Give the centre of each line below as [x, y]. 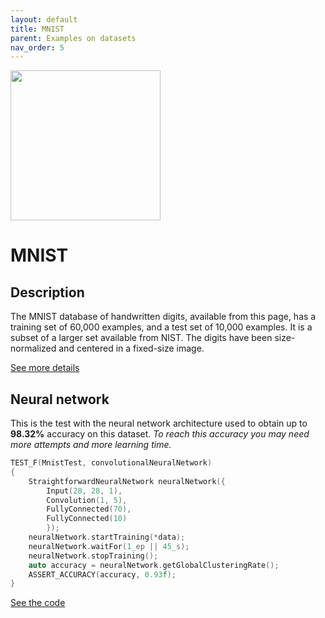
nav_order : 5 [37, 47]
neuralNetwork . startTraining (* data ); [107, 537]
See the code [38, 603]
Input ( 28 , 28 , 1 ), [84, 491]
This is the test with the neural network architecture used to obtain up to [159, 423]
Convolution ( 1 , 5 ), [87, 500]
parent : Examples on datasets [73, 38]
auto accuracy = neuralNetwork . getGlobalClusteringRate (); [154, 565]
